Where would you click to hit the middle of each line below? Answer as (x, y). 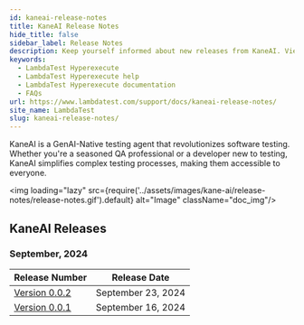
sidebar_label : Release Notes (66, 43)
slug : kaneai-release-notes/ (64, 118)
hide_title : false (44, 34)
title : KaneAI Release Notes (64, 26)
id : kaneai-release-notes (58, 18)
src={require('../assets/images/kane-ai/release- (177, 190)
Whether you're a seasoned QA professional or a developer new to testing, (148, 153)
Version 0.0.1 (43, 307)
